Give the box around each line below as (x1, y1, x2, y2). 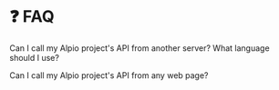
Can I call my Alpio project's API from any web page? (9, 69, 209, 81)
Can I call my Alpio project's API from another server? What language (9, 42, 271, 54)
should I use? (9, 52, 59, 63)
